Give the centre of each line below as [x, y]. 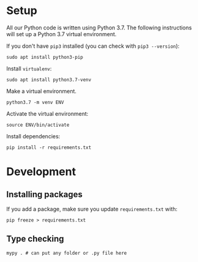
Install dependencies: [33, 136]
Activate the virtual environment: [47, 113]
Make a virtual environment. [42, 91]
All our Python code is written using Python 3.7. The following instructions [99, 28]
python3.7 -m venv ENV [35, 102]
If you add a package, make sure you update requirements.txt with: [92, 209]
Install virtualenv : [29, 69]
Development [41, 172]
